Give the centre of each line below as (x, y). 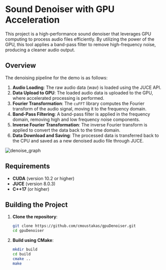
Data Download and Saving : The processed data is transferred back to (85, 135)
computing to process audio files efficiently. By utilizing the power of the (80, 39)
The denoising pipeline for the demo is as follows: (56, 78)
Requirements (27, 166)
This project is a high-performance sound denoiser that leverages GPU (78, 34)
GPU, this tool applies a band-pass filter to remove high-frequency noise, (80, 44)
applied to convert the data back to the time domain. (66, 130)
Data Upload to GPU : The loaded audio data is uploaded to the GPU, (83, 93)
